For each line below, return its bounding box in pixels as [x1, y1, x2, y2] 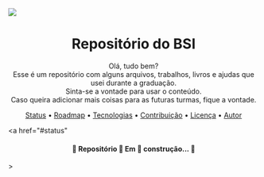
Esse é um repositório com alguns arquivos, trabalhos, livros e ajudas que [13, 69, 254, 79]
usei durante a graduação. [90, 78, 177, 87]
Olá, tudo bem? [108, 61, 159, 71]
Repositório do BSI [71, 35, 196, 53]
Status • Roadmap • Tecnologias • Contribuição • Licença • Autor [25, 110, 243, 120]
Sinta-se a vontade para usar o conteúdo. [65, 87, 202, 96]
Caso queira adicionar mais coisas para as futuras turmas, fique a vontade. [10, 94, 257, 104]
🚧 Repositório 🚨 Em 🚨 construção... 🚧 [72, 144, 196, 153]
